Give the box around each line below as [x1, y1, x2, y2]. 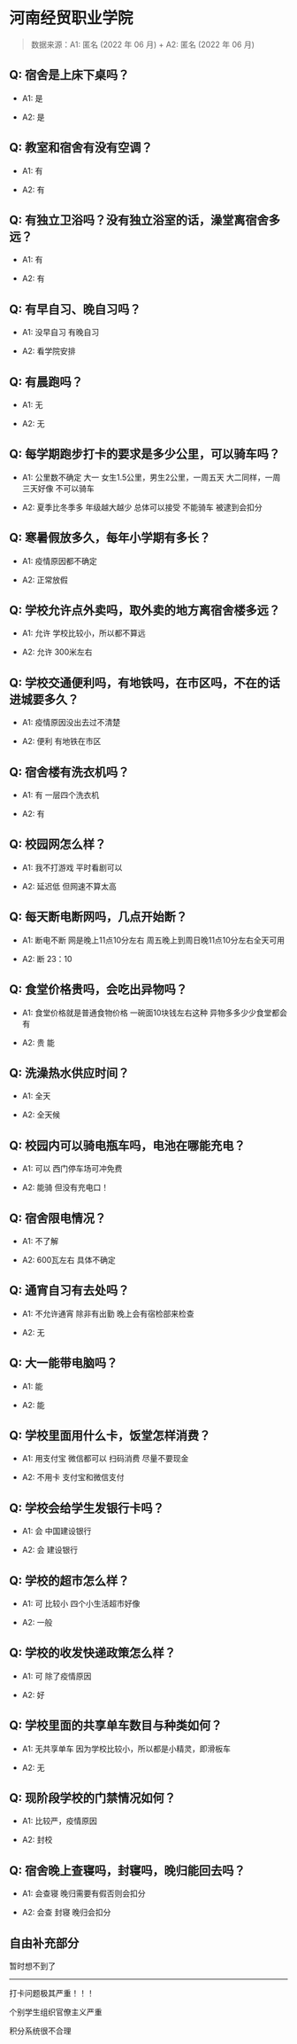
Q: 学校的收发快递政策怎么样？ [9, 1646, 177, 1661]
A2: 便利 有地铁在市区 [21, 736, 102, 747]
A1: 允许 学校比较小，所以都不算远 [21, 628, 146, 638]
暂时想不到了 [9, 1961, 56, 1971]
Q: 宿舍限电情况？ [9, 1210, 107, 1226]
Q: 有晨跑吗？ [9, 374, 84, 389]
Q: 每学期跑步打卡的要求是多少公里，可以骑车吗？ [9, 447, 281, 462]
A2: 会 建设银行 [21, 1545, 78, 1555]
